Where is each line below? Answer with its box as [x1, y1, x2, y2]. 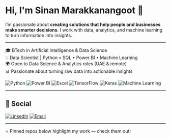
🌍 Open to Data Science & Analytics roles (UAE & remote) [5, 61, 127, 67]
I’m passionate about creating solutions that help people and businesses [5, 21, 161, 27]
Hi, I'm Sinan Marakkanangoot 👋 [5, 5, 144, 16]
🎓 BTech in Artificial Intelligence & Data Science [5, 47, 107, 53]
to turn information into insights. [5, 32, 72, 38]
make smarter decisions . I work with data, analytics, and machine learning [5, 26, 163, 33]
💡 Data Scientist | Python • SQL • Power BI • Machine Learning [5, 54, 138, 61]
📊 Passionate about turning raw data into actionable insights [5, 68, 133, 74]
